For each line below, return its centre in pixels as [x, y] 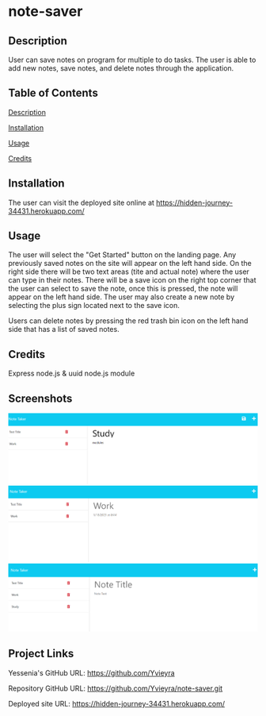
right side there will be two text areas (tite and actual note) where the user [129, 271]
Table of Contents [53, 93]
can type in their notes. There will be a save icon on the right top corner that [132, 280]
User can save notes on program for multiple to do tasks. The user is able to [132, 60]
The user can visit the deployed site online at [81, 202]
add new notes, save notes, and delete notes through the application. [121, 68]
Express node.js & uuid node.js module [72, 373]
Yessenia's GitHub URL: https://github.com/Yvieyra [92, 672]
